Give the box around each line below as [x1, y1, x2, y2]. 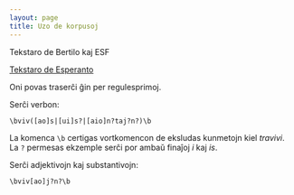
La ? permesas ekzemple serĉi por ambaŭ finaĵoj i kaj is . [9, 142, 218, 153]
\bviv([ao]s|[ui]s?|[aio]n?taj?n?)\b [9, 116, 152, 125]
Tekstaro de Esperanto [9, 64, 94, 75]
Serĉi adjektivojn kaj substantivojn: [9, 159, 138, 170]
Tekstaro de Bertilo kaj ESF [9, 46, 110, 57]
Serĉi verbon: [9, 98, 61, 109]
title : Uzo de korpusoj [9, 22, 100, 31]
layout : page [9, 13, 59, 23]
